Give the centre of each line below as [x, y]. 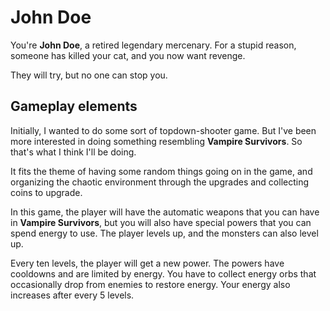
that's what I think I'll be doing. [73, 152]
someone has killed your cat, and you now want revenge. [128, 55]
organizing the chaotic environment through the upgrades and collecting [160, 182]
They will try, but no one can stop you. [89, 75]
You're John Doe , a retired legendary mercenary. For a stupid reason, [153, 45]
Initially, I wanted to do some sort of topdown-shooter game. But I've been [163, 130]
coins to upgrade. [46, 192]
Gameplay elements [74, 106]
